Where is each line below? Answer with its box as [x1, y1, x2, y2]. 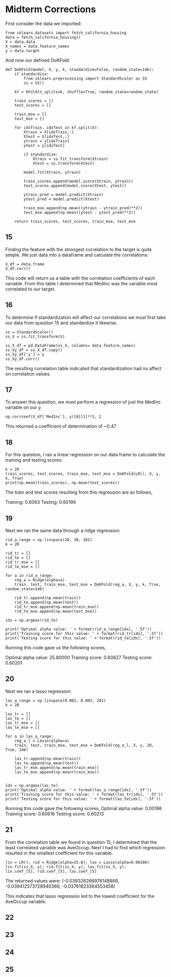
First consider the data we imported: [5, 20, 82, 27]
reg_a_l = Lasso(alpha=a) [14, 738, 70, 743]
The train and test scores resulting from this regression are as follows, [5, 489, 153, 496]
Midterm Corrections [5, 4, 96, 15]
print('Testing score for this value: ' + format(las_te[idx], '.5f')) [5, 796, 161, 801]
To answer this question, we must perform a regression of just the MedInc [5, 399, 161, 405]
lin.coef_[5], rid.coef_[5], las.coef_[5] [5, 869, 97, 874]
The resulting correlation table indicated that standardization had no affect [5, 365, 162, 371]
